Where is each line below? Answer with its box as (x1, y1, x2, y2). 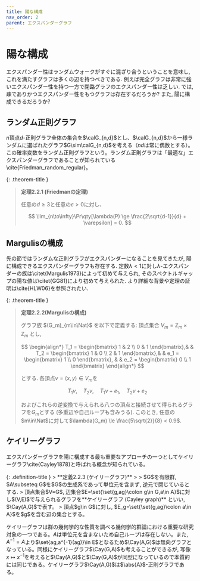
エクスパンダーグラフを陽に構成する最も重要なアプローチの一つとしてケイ (6, 453, 189, 460)
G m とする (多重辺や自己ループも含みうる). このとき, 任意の (31, 409, 176, 417)
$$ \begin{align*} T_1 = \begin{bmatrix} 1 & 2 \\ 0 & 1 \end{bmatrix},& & (21, 343, 194, 350)
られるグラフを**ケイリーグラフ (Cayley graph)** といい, (45, 496, 186, 503)
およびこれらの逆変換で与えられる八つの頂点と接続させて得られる (20, 401, 183, 409)
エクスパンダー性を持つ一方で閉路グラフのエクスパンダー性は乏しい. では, (11, 83, 193, 90)
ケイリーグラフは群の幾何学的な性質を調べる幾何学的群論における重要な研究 (6, 523, 194, 530)
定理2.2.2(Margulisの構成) (20, 308, 87, 316)
